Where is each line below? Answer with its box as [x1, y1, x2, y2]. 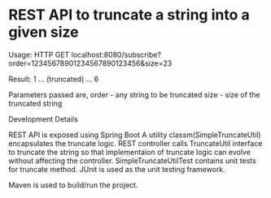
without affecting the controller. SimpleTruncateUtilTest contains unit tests [8, 156, 256, 166]
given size [8, 23, 79, 41]
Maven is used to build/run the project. [8, 180, 138, 190]
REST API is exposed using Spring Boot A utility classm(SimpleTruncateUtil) [8, 130, 262, 140]
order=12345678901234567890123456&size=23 [8, 58, 173, 68]
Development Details [8, 114, 79, 123]
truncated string [8, 98, 63, 108]
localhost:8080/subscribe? [71, 49, 161, 59]
